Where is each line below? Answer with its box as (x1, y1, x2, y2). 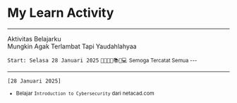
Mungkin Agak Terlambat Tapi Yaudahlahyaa (7, 42, 137, 50)
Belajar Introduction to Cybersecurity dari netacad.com (16, 90, 154, 97)
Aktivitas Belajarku (7, 34, 61, 43)
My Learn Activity (7, 5, 114, 21)
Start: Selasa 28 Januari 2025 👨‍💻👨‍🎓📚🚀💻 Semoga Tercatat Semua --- (7, 57, 197, 64)
